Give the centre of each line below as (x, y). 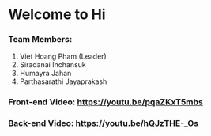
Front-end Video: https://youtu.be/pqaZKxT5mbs (106, 102)
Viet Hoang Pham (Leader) (63, 56)
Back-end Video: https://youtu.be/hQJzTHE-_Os (104, 123)
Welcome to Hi (57, 15)
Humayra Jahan (45, 74)
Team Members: (40, 40)
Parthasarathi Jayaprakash (63, 81)
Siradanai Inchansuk (53, 65)
